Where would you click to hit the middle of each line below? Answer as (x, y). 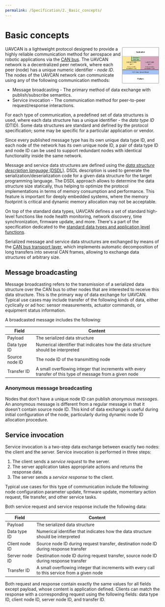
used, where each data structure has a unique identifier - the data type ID (80, 120)
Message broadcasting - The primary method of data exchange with (81, 90)
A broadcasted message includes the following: (53, 320)
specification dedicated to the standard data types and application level (78, 227)
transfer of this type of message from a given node (87, 374)
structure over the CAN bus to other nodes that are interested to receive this (82, 290)
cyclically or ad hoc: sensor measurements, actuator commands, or (73, 305)
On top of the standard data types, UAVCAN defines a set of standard (75, 211)
